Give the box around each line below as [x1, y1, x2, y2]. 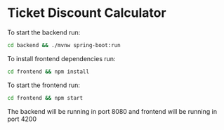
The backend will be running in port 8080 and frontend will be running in [7, 107, 218, 115]
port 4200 [7, 115, 37, 123]
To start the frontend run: [7, 81, 81, 89]
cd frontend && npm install [7, 68, 90, 75]
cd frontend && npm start [7, 94, 83, 101]
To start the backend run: [7, 28, 81, 37]
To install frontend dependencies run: [7, 54, 116, 63]
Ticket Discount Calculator [7, 5, 166, 21]
